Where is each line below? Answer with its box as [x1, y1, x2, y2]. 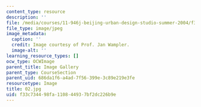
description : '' [6, 14, 47, 20]
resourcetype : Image [6, 81, 58, 87]
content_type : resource [6, 8, 66, 15]
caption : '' [11, 36, 42, 42]
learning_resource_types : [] [6, 53, 79, 59]
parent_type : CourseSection [6, 70, 77, 75]
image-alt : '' [11, 48, 47, 53]
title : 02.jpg [6, 86, 42, 92]
